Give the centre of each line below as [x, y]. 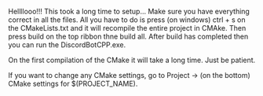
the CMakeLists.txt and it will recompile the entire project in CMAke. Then [127, 28]
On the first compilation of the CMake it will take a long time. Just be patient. [132, 60]
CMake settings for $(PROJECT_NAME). [73, 83]
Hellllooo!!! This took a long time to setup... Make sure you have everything [129, 11]
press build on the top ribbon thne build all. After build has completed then [128, 36]
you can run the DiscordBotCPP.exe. [67, 45]
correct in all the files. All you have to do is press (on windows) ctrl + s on [127, 20]
